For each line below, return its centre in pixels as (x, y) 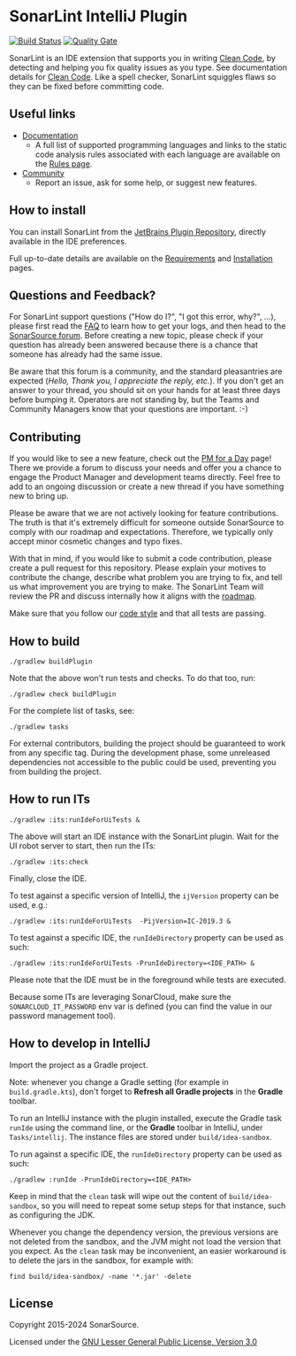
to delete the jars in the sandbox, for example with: (102, 1260)
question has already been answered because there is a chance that (134, 345)
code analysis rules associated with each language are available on (158, 154)
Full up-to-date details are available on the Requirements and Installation (141, 258)
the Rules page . (64, 163)
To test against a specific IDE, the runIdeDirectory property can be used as (147, 937)
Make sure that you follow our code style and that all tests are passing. (138, 614)
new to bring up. (39, 496)
